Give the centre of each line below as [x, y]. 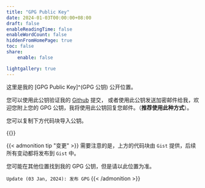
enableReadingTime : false [39, 29]
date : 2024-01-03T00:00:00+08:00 [49, 18]
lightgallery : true [31, 69]
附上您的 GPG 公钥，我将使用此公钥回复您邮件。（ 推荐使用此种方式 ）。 [105, 107]
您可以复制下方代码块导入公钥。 [47, 121]
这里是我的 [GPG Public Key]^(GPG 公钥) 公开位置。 [71, 87]
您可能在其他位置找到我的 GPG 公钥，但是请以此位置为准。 [80, 166]
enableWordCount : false [37, 35]
